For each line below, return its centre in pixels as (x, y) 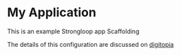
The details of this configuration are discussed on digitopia (90, 44)
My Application (52, 13)
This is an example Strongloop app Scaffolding (73, 31)
